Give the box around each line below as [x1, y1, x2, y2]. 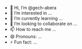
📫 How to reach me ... [9, 26, 56, 32]
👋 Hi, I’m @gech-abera [9, 5, 57, 10]
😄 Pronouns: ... [9, 33, 42, 39]
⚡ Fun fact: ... [9, 39, 37, 45]
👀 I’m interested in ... [9, 10, 52, 16]
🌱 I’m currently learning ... [9, 15, 63, 21]
